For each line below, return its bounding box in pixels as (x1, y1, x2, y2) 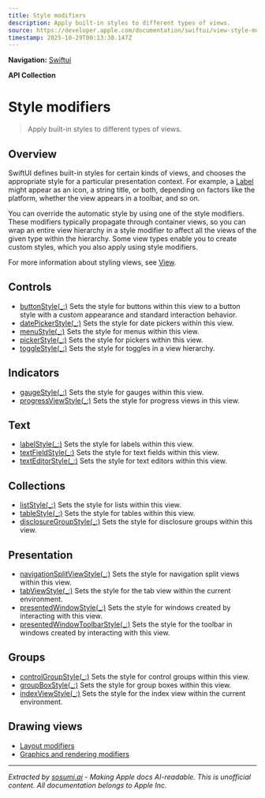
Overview (8, 147, 58, 160)
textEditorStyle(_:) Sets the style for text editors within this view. (19, 456, 227, 466)
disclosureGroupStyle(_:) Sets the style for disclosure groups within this (19, 517, 253, 526)
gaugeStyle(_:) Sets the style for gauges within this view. (19, 387, 204, 397)
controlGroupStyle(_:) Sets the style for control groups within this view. (19, 672, 250, 681)
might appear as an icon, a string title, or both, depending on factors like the (8, 185, 256, 194)
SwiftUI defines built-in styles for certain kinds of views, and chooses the (8, 168, 247, 178)
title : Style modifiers (8, 11, 87, 20)
